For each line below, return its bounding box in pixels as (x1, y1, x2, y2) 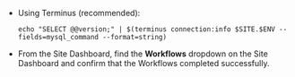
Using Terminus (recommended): (17, 8, 141, 18)
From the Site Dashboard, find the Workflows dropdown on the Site (17, 48, 269, 59)
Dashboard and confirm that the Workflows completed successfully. (17, 58, 270, 68)
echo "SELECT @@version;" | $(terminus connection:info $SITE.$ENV (17, 25, 275, 34)
